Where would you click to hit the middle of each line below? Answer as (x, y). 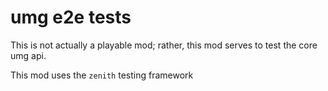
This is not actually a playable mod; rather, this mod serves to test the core (164, 45)
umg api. (28, 55)
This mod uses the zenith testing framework (102, 75)
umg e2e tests (71, 17)
